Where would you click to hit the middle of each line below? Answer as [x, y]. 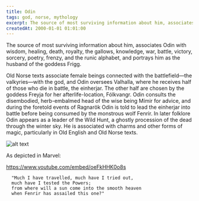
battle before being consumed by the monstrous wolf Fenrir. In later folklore [98, 114]
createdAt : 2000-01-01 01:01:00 [46, 28]
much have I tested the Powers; [52, 183]
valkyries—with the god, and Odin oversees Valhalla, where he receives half [99, 82]
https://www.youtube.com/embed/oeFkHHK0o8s [66, 167]
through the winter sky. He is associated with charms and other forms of [94, 126]
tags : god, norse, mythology [42, 17]
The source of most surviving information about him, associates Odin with [96, 45]
